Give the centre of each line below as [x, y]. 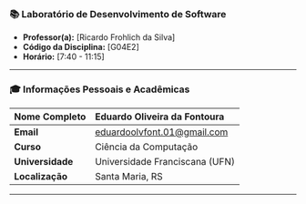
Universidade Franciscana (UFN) [165, 161]
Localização [41, 176]
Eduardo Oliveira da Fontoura [160, 117]
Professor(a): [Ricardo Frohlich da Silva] [99, 37]
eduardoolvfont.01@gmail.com [162, 132]
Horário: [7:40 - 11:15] [63, 56]
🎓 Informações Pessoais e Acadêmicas [100, 89]
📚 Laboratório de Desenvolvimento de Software [118, 14]
